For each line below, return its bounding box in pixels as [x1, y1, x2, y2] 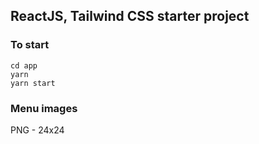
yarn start [10, 78, 56, 88]
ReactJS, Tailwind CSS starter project [10, 8, 250, 25]
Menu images [10, 101, 78, 115]
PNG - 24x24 [10, 124, 65, 136]
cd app [10, 60, 38, 71]
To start [10, 38, 50, 52]
